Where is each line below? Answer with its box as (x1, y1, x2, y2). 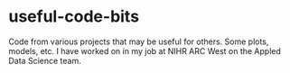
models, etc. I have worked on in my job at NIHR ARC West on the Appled (8, 45, 282, 56)
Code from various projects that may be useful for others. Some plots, (8, 36, 269, 47)
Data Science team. (8, 55, 82, 66)
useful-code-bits (8, 6, 140, 27)
